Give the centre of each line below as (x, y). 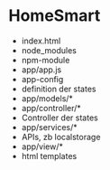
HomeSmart (55, 16)
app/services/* (49, 127)
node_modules (49, 50)
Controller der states (60, 118)
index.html (41, 41)
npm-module (46, 60)
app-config (42, 79)
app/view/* (42, 146)
